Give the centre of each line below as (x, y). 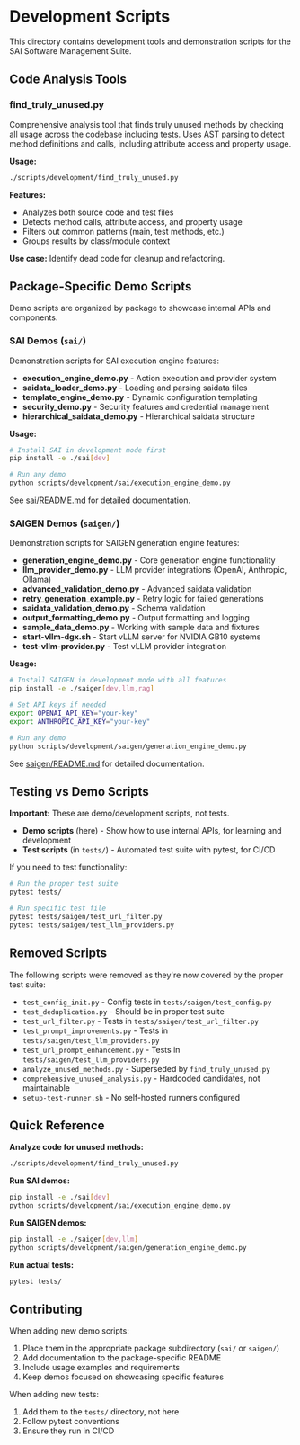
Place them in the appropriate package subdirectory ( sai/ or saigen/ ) (151, 1348)
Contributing (46, 1309)
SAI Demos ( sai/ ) (48, 341)
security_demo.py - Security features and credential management (146, 406)
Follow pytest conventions (71, 1422)
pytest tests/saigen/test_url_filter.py (86, 916)
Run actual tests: (42, 1264)
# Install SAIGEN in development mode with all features (118, 681)
